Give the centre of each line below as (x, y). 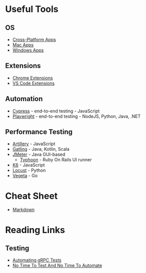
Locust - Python (29, 170)
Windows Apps (28, 50)
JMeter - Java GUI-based (39, 154)
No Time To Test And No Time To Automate (57, 266)
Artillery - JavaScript (34, 144)
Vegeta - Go (25, 176)
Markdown (23, 210)
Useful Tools (32, 9)
